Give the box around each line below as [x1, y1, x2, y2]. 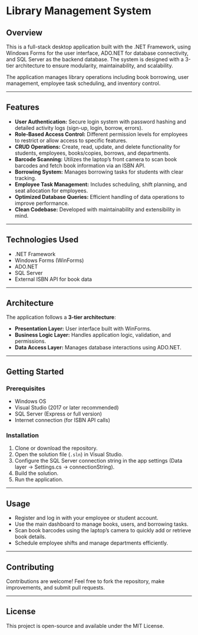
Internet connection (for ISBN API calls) [14, 417, 110, 424]
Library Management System [6, 4, 151, 18]
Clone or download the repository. [14, 444, 98, 452]
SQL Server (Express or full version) [14, 410, 102, 417]
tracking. [14, 174, 37, 181]
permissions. [14, 338, 46, 345]
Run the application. [14, 476, 64, 483]
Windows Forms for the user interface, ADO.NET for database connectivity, [6, 50, 189, 57]
